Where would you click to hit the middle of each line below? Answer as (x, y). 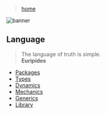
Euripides (34, 61)
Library (24, 104)
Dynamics (28, 85)
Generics (26, 98)
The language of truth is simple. (61, 54)
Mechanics (29, 92)
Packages (28, 72)
